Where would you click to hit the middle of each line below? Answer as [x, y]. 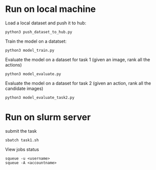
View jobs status [22, 149]
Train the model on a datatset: [36, 41]
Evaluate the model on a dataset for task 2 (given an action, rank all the [78, 83]
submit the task [21, 131]
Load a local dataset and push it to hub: [46, 23]
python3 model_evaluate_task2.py [40, 97]
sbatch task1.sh [22, 140]
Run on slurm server [48, 117]
